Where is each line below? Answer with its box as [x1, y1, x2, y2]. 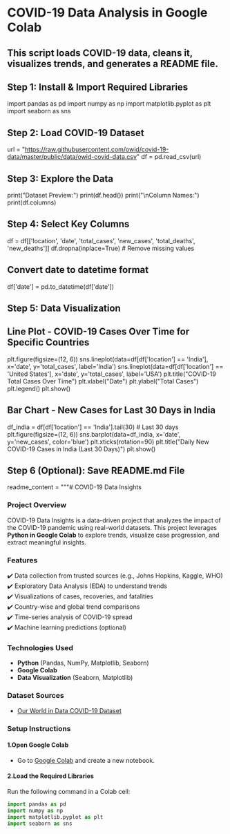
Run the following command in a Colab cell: [7, 787, 131, 795]
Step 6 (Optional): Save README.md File [7, 465, 185, 477]
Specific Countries [7, 337, 90, 348]
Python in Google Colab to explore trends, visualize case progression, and [7, 531, 220, 539]
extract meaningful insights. [7, 538, 86, 547]
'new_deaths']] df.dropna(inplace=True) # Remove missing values [7, 244, 195, 252]
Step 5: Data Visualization [7, 303, 121, 314]
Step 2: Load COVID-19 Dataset [7, 126, 144, 139]
